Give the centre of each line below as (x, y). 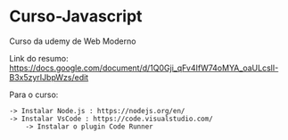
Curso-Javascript (76, 16)
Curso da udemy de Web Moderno (73, 41)
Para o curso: (34, 95)
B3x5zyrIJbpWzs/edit (49, 77)
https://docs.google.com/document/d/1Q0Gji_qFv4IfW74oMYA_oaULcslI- (144, 68)
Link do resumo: (39, 58)
